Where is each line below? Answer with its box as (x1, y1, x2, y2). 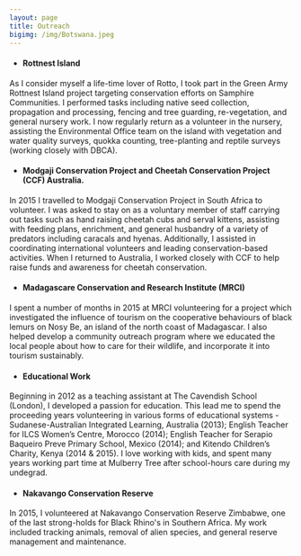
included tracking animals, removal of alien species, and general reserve (9, 527, 278, 538)
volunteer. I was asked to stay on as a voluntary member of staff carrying (9, 204, 280, 215)
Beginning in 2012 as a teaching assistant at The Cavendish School (9, 390, 258, 401)
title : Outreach (9, 22, 70, 31)
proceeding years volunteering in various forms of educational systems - (9, 410, 279, 421)
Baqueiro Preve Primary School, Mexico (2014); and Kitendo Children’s (9, 438, 270, 450)
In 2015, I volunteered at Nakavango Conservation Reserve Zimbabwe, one (9, 507, 286, 518)
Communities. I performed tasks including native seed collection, (9, 96, 250, 108)
